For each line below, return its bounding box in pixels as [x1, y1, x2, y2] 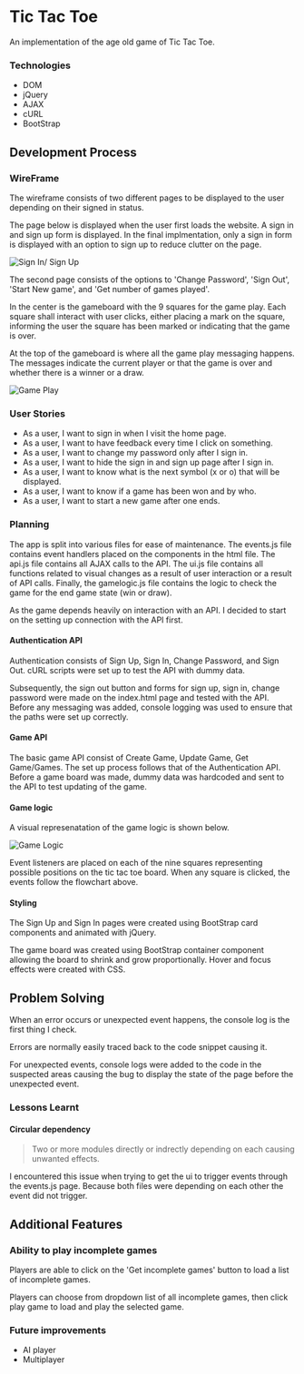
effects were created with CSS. [9, 964, 126, 975]
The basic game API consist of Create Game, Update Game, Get [9, 751, 250, 763]
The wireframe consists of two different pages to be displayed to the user [9, 192, 285, 203]
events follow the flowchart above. [9, 877, 139, 888]
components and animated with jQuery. [9, 927, 157, 938]
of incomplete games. [9, 1273, 91, 1285]
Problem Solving [9, 990, 105, 1006]
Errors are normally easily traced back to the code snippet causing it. [9, 1042, 268, 1053]
